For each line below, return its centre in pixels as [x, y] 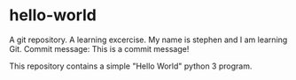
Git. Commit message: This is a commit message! [99, 48]
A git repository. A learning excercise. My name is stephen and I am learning [148, 40]
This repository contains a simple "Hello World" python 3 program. [131, 66]
